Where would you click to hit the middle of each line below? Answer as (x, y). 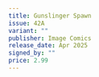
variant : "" (28, 30)
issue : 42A (27, 23)
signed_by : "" (32, 53)
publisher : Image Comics (50, 38)
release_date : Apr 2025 (48, 46)
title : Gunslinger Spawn (50, 16)
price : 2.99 (28, 61)
